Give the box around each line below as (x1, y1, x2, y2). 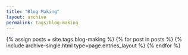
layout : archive (6, 14, 46, 20)
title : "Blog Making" (6, 8, 60, 15)
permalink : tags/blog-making (6, 20, 79, 25)
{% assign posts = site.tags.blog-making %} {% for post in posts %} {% (6, 36, 183, 43)
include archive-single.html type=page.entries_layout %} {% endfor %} (6, 42, 181, 49)
